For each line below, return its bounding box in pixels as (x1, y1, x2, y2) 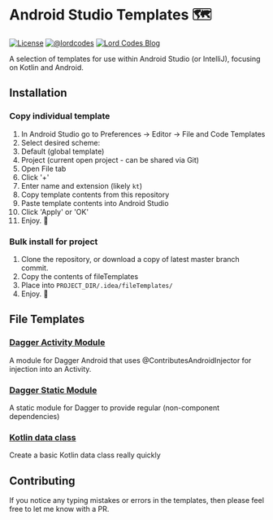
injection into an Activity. (9, 364, 92, 374)
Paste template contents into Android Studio (20, 198, 169, 208)
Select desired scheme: (20, 138, 101, 147)
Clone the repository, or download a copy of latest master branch (20, 254, 240, 264)
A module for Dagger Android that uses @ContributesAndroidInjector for (9, 355, 252, 365)
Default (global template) (20, 146, 105, 156)
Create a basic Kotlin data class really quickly (9, 450, 161, 460)
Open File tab (20, 164, 67, 173)
